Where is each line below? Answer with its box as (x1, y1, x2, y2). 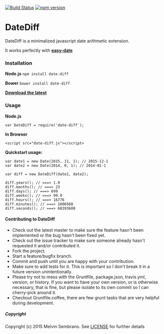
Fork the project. (12, 248, 46, 254)
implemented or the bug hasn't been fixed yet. (12, 232, 106, 238)
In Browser (5, 131, 28, 137)
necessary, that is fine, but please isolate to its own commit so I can (12, 284, 149, 290)
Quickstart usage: (5, 149, 43, 155)
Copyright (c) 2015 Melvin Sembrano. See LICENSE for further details (5, 323, 145, 329)
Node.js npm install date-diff (5, 71, 69, 77)
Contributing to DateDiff (5, 216, 55, 222)
